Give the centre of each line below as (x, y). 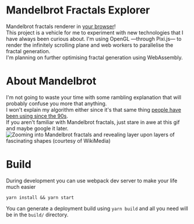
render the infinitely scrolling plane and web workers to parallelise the (90, 45)
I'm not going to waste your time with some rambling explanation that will (94, 97)
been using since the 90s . (37, 116)
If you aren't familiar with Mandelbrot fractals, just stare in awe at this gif (93, 122)
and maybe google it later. (37, 128)
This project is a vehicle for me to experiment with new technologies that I (95, 32)
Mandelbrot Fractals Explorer (78, 10)
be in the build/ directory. (37, 215)
